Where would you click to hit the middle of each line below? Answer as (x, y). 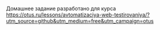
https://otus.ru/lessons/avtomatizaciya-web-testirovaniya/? (78, 15)
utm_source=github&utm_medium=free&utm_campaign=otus (80, 21)
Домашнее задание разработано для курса (61, 9)
